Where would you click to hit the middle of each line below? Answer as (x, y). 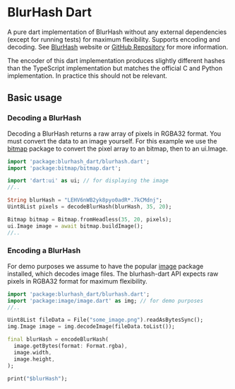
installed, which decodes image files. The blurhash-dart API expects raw (113, 274)
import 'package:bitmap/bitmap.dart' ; (64, 168)
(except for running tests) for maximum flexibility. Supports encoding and (114, 39)
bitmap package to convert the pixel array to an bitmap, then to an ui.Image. (117, 149)
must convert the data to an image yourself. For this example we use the (112, 141)
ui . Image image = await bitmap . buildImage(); (75, 226)
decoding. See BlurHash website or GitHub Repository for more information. (118, 47)
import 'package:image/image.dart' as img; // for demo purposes (105, 301)
